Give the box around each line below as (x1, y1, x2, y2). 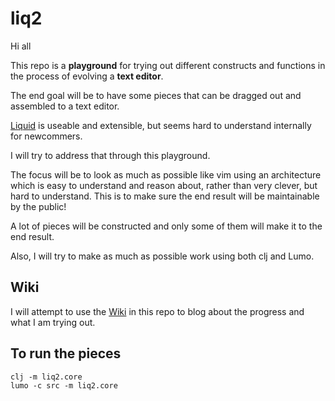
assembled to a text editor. (10, 100, 120, 112)
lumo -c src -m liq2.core (10, 380, 118, 391)
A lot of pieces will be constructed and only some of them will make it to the (10, 220, 323, 232)
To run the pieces (10, 345, 122, 362)
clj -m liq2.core (10, 372, 83, 382)
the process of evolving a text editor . (10, 70, 164, 82)
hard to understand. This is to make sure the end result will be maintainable (10, 190, 320, 202)
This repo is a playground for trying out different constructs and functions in (10, 59, 326, 71)
